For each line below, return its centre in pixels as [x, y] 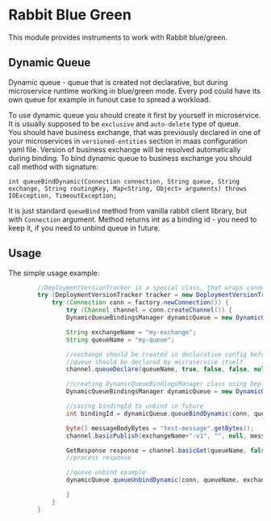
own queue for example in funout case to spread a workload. [110, 100]
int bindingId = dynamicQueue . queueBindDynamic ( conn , [158, 413]
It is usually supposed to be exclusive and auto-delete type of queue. [125, 124]
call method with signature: [54, 167]
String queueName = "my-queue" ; [120, 340]
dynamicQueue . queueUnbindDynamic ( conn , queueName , [153, 480]
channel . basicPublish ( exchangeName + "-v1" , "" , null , [156, 436]
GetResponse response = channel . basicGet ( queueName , [156, 451]
